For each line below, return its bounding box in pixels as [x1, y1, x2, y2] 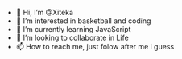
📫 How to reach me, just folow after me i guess [15, 42, 175, 51]
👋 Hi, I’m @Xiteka [15, 8, 74, 17]
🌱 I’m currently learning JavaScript [15, 25, 131, 33]
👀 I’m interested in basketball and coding [15, 16, 151, 26]
